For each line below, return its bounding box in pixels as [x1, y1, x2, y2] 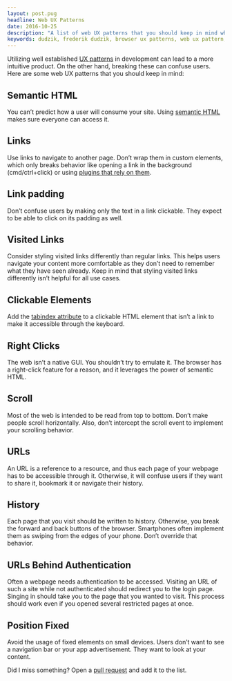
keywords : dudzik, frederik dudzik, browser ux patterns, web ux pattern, [7, 36, 227, 43]
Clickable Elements [7, 294, 92, 306]
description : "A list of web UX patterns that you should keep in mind [7, 29, 217, 37]
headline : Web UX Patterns [7, 17, 85, 23]
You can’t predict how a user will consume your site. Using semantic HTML [7, 108, 221, 116]
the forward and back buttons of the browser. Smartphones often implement [7, 524, 224, 533]
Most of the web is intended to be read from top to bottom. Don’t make [7, 411, 209, 419]
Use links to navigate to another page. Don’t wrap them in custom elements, [7, 153, 223, 162]
